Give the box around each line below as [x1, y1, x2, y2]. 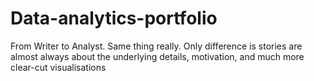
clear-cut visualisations [10, 61, 107, 73]
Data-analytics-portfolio [10, 7, 218, 30]
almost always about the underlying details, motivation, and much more [10, 50, 305, 62]
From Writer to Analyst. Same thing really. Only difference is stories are [10, 40, 303, 52]
